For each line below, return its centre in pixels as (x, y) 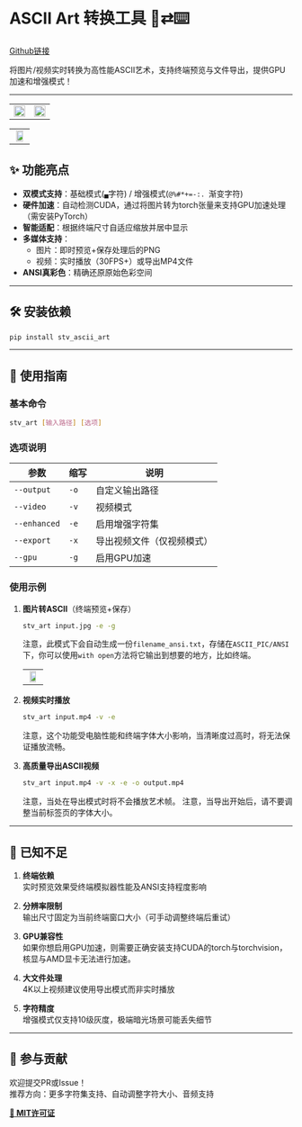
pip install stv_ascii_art (60, 337)
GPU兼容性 (43, 936)
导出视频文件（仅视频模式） (154, 541)
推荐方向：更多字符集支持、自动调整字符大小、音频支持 (111, 1094)
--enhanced (37, 524)
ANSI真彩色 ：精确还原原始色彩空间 (87, 272)
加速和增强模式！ (41, 81)
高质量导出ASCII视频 (61, 766)
